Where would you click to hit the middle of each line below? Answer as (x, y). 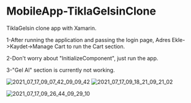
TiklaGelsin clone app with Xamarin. (51, 28)
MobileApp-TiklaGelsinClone (81, 11)
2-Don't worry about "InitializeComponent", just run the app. (82, 58)
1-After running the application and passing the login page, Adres (88, 40)
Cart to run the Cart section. (90, 46)
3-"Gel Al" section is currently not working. (61, 70)
